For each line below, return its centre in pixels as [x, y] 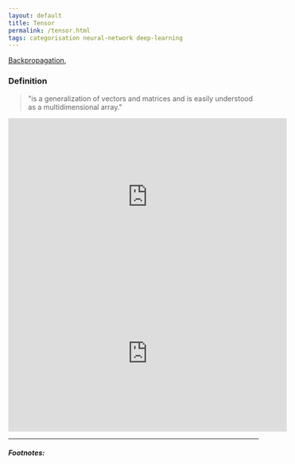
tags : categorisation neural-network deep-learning [95, 38]
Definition [28, 81]
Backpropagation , [37, 60]
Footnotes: [27, 453]
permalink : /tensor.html [49, 30]
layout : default [35, 16]
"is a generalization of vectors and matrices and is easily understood [140, 98]
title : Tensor [32, 23]
